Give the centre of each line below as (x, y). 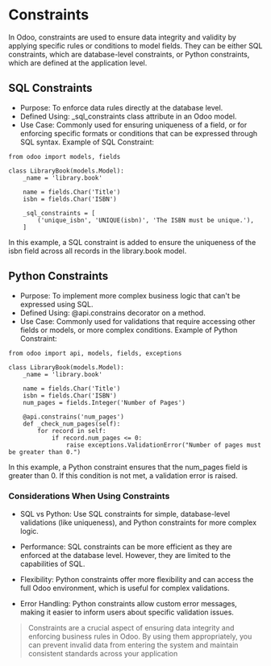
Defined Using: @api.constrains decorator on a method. (113, 313)
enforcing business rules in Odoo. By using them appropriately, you (140, 636)
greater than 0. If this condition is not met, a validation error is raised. (123, 475)
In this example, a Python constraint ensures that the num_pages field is (128, 467)
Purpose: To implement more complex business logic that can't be (130, 295)
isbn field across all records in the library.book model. (98, 251)
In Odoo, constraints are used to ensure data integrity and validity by (122, 37)
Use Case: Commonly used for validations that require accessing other (138, 321)
